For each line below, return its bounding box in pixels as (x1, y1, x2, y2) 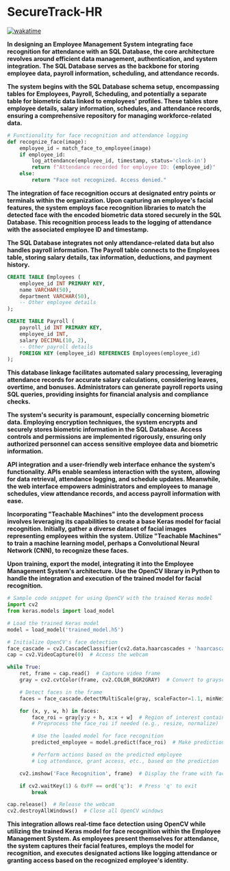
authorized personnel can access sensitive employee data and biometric (7, 440, 219, 449)
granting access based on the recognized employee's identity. (7, 857, 189, 865)
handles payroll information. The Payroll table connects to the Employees (7, 246, 220, 254)
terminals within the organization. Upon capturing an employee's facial (7, 196, 214, 204)
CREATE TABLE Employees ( (7, 273, 81, 281)
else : (19, 171, 36, 177)
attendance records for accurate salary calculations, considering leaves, (7, 376, 218, 384)
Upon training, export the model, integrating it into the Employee (7, 559, 194, 568)
